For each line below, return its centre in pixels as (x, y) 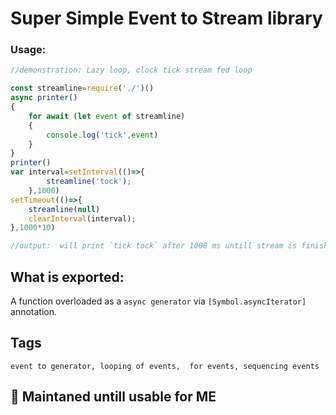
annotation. (33, 312)
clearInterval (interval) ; (82, 218)
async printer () (44, 98)
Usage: (28, 50)
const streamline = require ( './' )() (82, 88)
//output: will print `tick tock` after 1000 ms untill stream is (154, 246)
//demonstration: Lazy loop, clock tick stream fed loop (131, 70)
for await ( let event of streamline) (107, 116)
